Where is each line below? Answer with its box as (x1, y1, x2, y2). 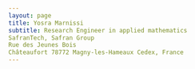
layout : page (8, 11, 52, 20)
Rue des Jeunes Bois (8, 41, 78, 49)
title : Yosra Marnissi (8, 19, 84, 27)
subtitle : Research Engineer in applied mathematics (8, 26, 188, 34)
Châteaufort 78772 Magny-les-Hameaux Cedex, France (8, 48, 184, 56)
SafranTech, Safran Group (8, 33, 94, 42)
